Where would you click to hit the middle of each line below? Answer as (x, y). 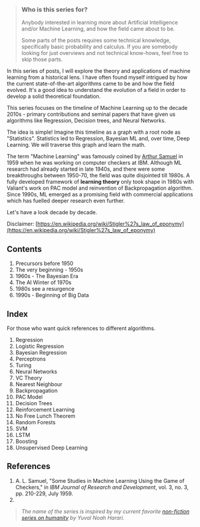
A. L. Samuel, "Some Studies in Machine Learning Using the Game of (100, 480)
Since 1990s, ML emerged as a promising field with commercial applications (100, 195)
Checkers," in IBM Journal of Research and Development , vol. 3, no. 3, (102, 487)
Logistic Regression (40, 346)
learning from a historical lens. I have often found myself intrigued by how (97, 78)
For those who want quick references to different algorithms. (81, 328)
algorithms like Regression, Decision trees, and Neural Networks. (86, 121)
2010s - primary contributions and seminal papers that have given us (91, 114)
